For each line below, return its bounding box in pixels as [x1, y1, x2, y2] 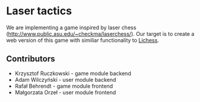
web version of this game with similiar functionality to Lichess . [6, 36, 159, 44]
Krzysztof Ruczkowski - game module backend [14, 70, 131, 77]
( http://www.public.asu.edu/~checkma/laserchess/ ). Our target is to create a [6, 30, 195, 37]
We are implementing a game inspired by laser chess [6, 24, 137, 31]
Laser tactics [6, 4, 72, 18]
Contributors [6, 54, 56, 64]
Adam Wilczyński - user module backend [14, 76, 116, 83]
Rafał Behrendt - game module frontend [14, 82, 113, 89]
